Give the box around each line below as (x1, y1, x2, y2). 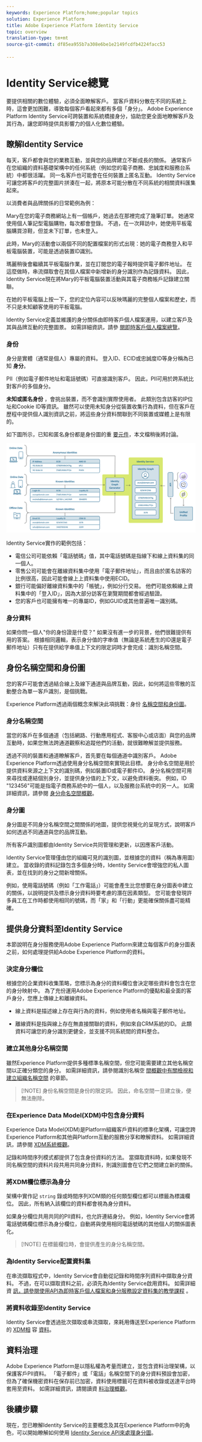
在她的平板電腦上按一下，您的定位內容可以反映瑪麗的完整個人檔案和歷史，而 (6, 296, 196, 303)
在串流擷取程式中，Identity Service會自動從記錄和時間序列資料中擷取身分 (6, 1272, 188, 1279)
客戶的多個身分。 (11, 382, 54, 389)
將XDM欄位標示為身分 (6, 1177, 71, 1186)
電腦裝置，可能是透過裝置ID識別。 (11, 247, 96, 255)
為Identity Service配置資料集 (6, 1257, 91, 1266)
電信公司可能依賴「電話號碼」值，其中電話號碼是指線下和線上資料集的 (14, 552, 189, 559)
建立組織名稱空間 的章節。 (6, 1074, 71, 1081)
